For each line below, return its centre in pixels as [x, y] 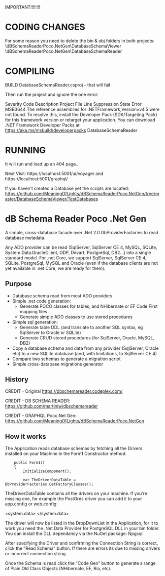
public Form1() [30, 463]
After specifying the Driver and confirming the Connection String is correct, [82, 543]
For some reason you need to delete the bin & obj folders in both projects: [80, 41]
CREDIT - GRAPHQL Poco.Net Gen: [41, 416]
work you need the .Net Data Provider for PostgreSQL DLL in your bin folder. [82, 529]
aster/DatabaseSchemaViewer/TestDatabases [52, 199]
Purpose [18, 284]
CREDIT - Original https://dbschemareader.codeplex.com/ [64, 391]
